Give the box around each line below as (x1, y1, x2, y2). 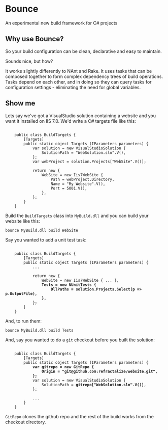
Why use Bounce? (5, 35, 64, 43)
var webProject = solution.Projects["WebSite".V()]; (32, 159, 146, 164)
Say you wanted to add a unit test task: (5, 236, 87, 243)
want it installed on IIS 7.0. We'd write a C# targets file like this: (5, 118, 136, 124)
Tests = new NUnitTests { (41, 282, 96, 287)
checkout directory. (5, 419, 46, 425)
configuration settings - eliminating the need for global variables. (5, 84, 141, 90)
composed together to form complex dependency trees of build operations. (5, 73, 163, 79)
